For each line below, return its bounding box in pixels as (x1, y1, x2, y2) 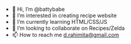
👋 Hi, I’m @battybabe (11, 6, 65, 12)
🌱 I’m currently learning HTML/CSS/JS (11, 18, 107, 25)
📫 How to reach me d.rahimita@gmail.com (11, 32, 120, 38)
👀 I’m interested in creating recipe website (11, 12, 117, 19)
